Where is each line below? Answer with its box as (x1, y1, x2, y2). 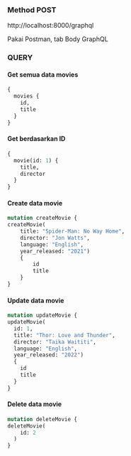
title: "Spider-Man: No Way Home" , (20, 228, 125, 235)
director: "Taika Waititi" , (13, 338, 97, 346)
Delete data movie (7, 400, 62, 408)
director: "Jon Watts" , (20, 234, 91, 241)
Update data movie (7, 296, 64, 304)
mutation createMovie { (7, 215, 78, 222)
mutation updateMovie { (7, 312, 78, 319)
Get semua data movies (7, 70, 79, 79)
